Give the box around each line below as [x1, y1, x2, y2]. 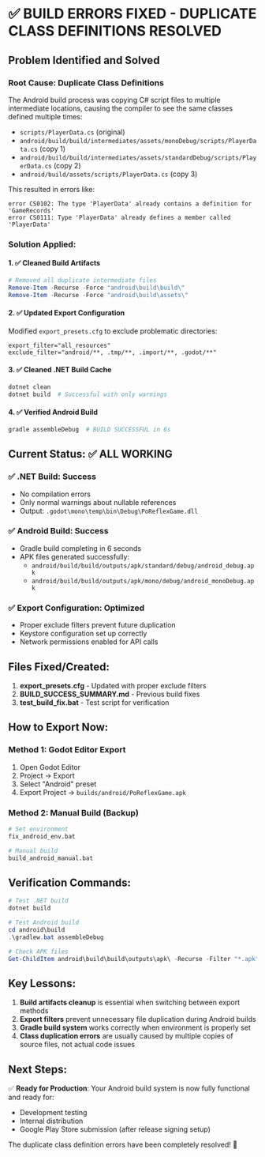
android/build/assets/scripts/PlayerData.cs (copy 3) [19, 169, 198, 179]
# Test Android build [8, 918, 80, 926]
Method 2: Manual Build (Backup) [8, 807, 140, 818]
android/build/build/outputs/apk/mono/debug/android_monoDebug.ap [31, 577, 255, 585]
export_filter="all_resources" [8, 341, 111, 349]
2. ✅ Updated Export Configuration [8, 308, 125, 318]
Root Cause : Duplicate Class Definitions [8, 77, 164, 88]
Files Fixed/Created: [8, 660, 110, 673]
